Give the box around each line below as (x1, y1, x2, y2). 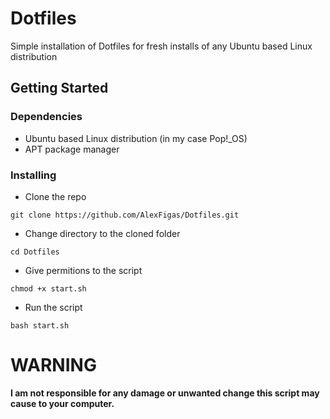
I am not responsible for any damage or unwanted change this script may (10, 387, 320, 399)
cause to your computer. (10, 397, 115, 409)
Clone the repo (24, 190, 87, 202)
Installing (10, 168, 57, 182)
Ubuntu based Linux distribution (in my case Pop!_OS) (24, 132, 248, 144)
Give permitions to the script (24, 264, 143, 276)
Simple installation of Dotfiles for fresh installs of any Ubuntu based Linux (10, 40, 313, 52)
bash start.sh (10, 320, 70, 331)
